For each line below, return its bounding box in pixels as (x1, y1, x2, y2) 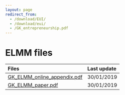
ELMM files (5, 47, 53, 59)
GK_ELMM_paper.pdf (8, 82, 58, 89)
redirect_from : (5, 12, 37, 17)
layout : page (5, 7, 33, 12)
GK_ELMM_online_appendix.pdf (8, 74, 83, 81)
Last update (87, 65, 116, 72)
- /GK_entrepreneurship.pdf (10, 26, 69, 31)
